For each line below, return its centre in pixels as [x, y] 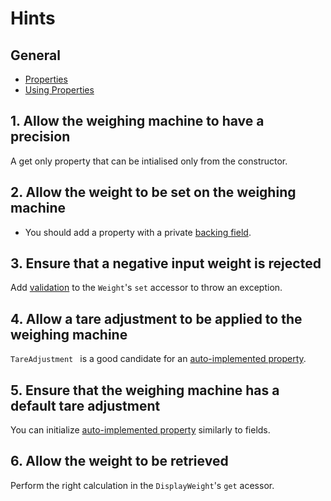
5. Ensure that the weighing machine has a [145, 390]
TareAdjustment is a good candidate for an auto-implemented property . [158, 359]
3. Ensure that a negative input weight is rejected [166, 263]
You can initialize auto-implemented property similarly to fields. [140, 430]
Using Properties [59, 90]
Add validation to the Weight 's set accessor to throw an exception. [146, 288]
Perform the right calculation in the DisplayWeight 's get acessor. [142, 485]
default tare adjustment [85, 405]
